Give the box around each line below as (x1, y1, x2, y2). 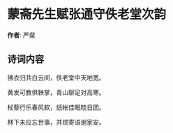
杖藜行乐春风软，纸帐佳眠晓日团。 (7, 103, 105, 111)
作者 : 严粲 (7, 31, 36, 39)
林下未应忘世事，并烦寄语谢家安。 (7, 118, 105, 126)
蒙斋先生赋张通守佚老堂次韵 (7, 6, 167, 22)
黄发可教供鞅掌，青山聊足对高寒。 (7, 88, 105, 97)
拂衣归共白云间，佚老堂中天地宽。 (7, 73, 105, 81)
